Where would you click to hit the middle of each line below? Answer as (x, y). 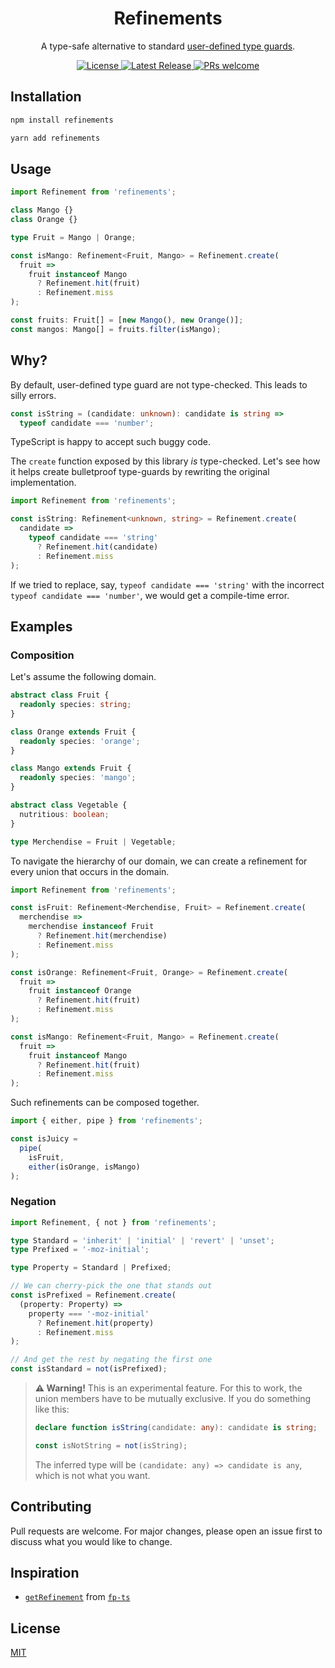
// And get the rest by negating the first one (111, 1360)
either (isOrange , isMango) (84, 1167)
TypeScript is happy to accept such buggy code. (110, 442)
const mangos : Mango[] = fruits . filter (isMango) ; (116, 329)
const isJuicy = (44, 1139)
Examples (41, 626)
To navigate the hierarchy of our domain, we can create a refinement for (159, 861)
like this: (52, 1409)
